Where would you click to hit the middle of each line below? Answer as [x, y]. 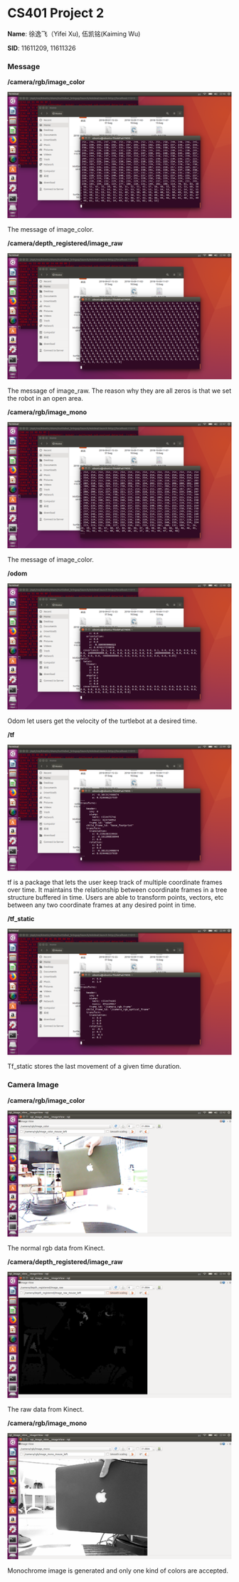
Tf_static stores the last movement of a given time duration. [94, 1067]
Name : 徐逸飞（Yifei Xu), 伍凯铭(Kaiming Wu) [74, 34]
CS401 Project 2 [56, 13]
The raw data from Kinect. [46, 1409]
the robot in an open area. [45, 399]
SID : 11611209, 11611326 [42, 48]
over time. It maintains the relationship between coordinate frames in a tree [117, 890]
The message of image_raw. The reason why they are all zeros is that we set [119, 391]
